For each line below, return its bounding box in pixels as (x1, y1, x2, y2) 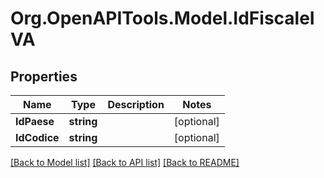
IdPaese (15, 115, 55, 128)
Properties (10, 68, 78, 85)
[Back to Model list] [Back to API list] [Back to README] (10, 157, 240, 168)
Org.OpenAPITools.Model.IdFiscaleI (10, 7, 315, 30)
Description (107, 98, 165, 111)
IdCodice (15, 131, 60, 144)
